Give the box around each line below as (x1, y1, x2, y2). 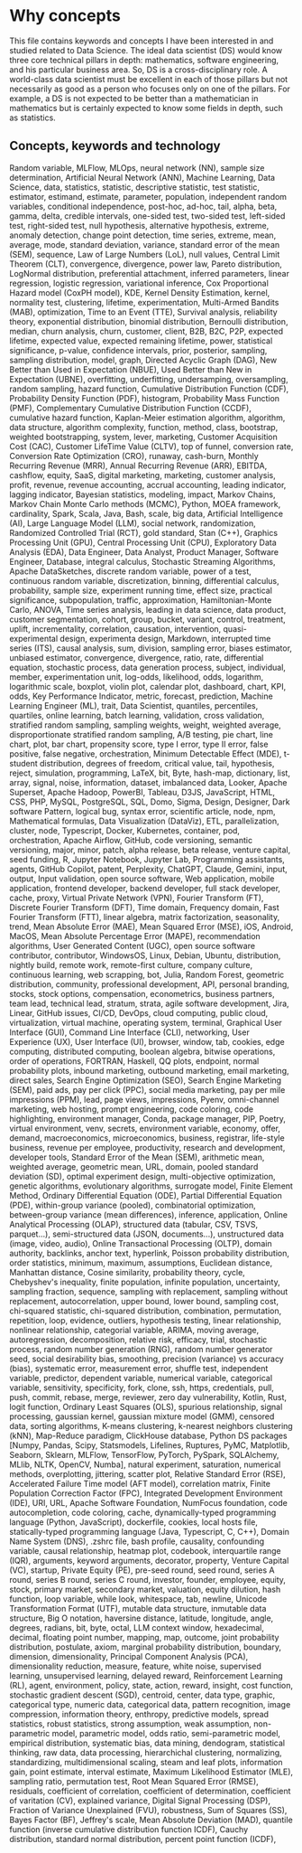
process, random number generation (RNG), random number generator (9, 1343, 273, 1354)
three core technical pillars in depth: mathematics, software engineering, (9, 54, 279, 65)
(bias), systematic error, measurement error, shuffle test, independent (9, 1362, 269, 1374)
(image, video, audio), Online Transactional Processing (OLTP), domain (9, 1237, 272, 1248)
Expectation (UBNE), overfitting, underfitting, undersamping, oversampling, (9, 373, 288, 384)
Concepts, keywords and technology (9, 138, 221, 154)
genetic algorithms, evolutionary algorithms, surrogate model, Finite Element (9, 1180, 293, 1191)
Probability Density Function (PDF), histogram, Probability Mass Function (9, 392, 280, 403)
